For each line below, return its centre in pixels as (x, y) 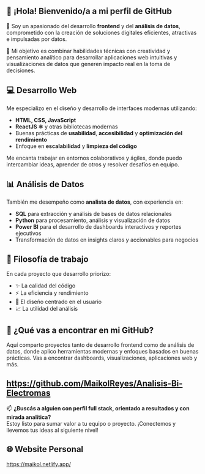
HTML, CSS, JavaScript (46, 120)
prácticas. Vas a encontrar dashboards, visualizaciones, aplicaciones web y (102, 358)
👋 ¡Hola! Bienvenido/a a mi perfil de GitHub (89, 11)
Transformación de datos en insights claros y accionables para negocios (107, 240)
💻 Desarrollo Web (42, 90)
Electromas (28, 393)
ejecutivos (28, 234)
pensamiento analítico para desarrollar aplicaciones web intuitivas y (92, 57)
